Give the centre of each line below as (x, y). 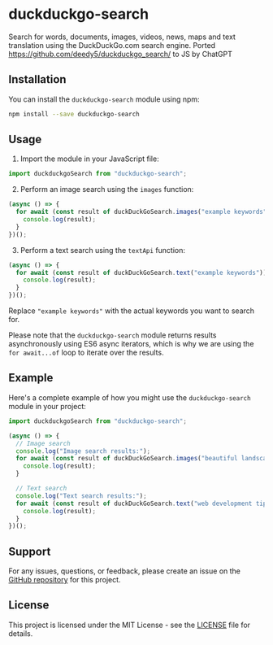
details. (21, 633)
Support (30, 551)
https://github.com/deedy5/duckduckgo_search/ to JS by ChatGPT (121, 54)
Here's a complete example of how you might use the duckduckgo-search (130, 397)
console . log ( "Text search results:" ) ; (82, 496)
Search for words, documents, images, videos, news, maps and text (122, 37)
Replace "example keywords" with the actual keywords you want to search (131, 311)
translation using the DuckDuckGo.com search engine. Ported (112, 45)
